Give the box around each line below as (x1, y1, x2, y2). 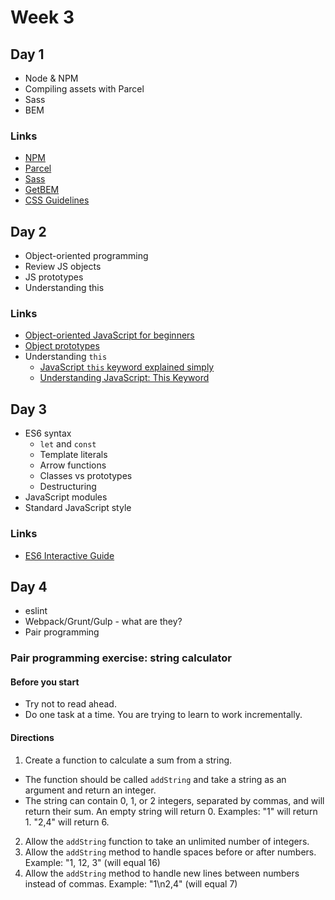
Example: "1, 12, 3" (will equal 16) (24, 856, 161, 868)
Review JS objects (24, 261, 102, 273)
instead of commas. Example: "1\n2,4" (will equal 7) (24, 877, 238, 890)
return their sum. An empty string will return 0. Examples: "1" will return (24, 805, 318, 817)
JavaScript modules (24, 491, 108, 503)
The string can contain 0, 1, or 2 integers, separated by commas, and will (24, 794, 325, 806)
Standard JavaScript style (24, 502, 132, 514)
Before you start (10, 676, 80, 688)
